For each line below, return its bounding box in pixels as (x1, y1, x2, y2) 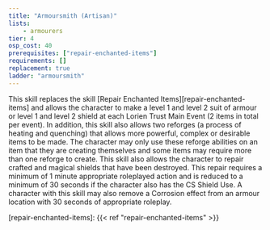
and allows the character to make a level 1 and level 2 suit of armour (31, 102, 257, 112)
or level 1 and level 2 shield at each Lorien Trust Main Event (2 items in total (8, 111, 259, 121)
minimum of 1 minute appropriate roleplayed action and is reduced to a (8, 171, 244, 181)
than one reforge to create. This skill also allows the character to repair (8, 154, 244, 164)
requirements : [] (8, 57, 67, 65)
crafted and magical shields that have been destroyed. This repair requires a (8, 162, 263, 172)
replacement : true (8, 65, 70, 73)
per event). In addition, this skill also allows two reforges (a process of (8, 119, 242, 129)
